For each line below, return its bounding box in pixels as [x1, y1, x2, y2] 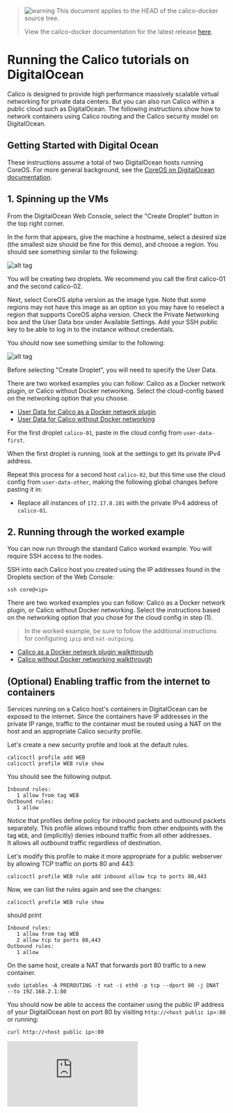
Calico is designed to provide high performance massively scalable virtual [7, 89, 219, 98]
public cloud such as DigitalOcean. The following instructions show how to [7, 105, 221, 113]
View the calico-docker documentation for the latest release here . [24, 28, 214, 36]
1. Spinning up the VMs [7, 193, 109, 205]
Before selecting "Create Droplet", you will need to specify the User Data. [7, 365, 218, 374]
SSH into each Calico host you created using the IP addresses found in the [7, 566, 221, 574]
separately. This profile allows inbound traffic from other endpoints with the [7, 824, 224, 833]
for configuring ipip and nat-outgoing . [24, 635, 136, 643]
